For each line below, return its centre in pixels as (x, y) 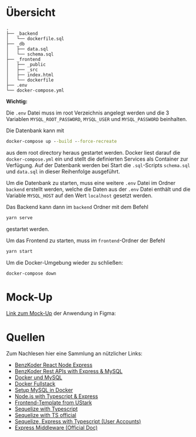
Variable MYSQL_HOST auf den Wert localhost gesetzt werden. (79, 195)
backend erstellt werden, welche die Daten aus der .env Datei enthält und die (98, 189)
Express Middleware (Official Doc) (56, 428)
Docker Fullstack (35, 384)
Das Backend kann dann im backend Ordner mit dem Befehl (77, 207)
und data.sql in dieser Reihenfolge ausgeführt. (63, 171)
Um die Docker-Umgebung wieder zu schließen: (65, 262)
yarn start (19, 251)
